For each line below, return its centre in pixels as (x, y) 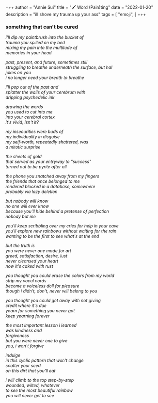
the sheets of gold (24, 157)
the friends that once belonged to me (43, 181)
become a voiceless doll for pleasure (42, 286)
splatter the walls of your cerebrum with (46, 92)
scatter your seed (23, 366)
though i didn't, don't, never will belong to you (51, 291)
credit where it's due (26, 306)
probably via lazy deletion (32, 192)
